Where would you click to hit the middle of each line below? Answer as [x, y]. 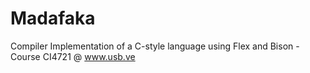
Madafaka [53, 18]
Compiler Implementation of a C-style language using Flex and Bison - [155, 46]
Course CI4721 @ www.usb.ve [73, 56]
